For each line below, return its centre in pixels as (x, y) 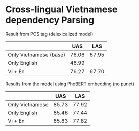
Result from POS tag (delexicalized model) (49, 34)
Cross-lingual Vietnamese (61, 9)
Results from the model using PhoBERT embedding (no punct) (70, 84)
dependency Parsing (50, 20)
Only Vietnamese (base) (37, 55)
